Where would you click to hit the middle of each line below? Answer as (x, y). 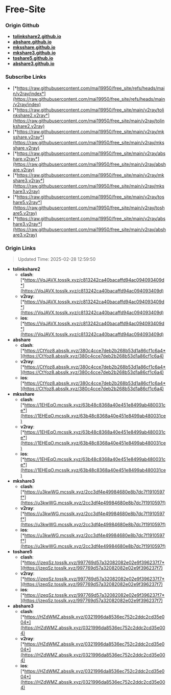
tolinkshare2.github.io (37, 36)
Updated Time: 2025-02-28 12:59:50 (57, 259)
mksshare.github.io (34, 48)
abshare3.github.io (33, 64)
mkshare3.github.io (34, 53)
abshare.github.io (32, 42)
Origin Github (22, 26)
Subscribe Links (26, 77)
